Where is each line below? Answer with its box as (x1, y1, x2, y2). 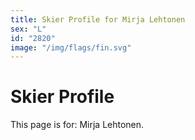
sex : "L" (10, 24, 47, 34)
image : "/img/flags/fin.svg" (10, 42, 132, 53)
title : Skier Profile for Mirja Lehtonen (10, 14, 186, 25)
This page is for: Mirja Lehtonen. (10, 119, 145, 131)
